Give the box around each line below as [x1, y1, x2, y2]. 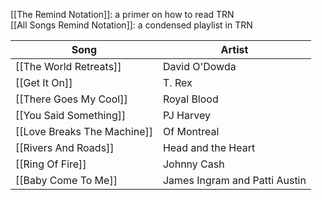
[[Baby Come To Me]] [15, 174, 118, 187]
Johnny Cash [162, 157, 225, 171]
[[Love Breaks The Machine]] [15, 125, 153, 138]
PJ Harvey [162, 109, 211, 122]
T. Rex [162, 76, 193, 89]
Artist [220, 43, 249, 56]
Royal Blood [162, 92, 219, 106]
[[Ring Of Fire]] [15, 157, 87, 171]
